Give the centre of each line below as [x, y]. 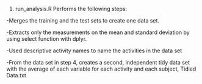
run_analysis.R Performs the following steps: [71, 9]
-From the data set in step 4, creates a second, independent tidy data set [98, 62]
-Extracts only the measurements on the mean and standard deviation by [98, 32]
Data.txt [16, 75]
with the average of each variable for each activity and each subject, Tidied [101, 69]
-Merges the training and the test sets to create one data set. [83, 20]
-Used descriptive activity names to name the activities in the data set [94, 51]
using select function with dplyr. [47, 39]
